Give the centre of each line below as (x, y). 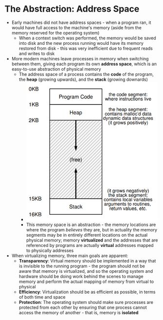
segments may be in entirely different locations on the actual (87, 235)
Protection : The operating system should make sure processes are (86, 302)
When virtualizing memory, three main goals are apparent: (70, 255)
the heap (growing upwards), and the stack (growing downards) (83, 79)
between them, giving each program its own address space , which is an (84, 64)
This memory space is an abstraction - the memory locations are (91, 225)
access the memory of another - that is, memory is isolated (79, 312)
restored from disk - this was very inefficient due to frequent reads (86, 48)
